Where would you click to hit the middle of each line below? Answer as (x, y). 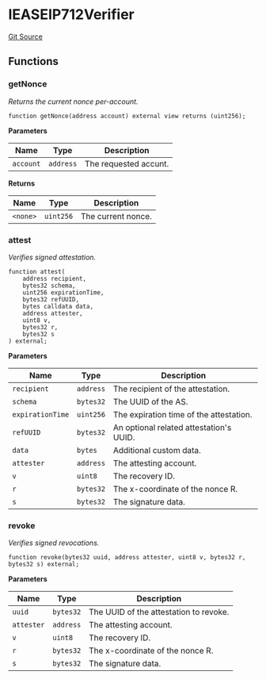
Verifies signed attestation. (52, 257)
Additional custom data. (157, 450)
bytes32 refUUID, (51, 299)
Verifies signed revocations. (54, 543)
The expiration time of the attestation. (182, 414)
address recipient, (55, 278)
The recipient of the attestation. (171, 389)
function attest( (37, 271)
